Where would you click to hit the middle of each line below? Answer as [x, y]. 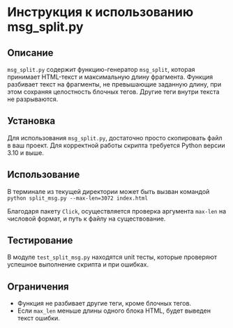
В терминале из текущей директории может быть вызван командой [108, 191]
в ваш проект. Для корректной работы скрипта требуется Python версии [116, 145]
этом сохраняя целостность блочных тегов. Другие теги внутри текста [113, 92]
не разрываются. [33, 99]
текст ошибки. [39, 318]
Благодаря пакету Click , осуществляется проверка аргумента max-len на [117, 211]
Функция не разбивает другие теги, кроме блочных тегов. [104, 304]
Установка [31, 121]
